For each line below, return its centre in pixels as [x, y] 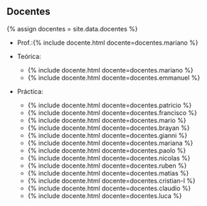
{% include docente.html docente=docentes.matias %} [108, 173]
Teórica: [29, 56]
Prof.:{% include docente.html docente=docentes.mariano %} [107, 43]
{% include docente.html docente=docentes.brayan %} [108, 128]
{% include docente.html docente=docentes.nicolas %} [109, 158]
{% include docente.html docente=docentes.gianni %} [107, 135]
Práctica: [30, 91]
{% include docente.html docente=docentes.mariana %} [110, 143]
